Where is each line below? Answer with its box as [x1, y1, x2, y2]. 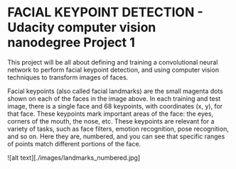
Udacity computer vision [7, 19, 156, 36]
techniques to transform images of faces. [7, 72, 129, 82]
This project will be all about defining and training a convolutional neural [7, 58, 218, 66]
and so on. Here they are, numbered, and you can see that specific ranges [7, 132, 225, 141]
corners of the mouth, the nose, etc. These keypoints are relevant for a [7, 116, 215, 125]
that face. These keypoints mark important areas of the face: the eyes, [7, 109, 214, 118]
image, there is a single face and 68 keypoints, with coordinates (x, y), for [7, 102, 223, 110]
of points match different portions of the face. [7, 139, 141, 148]
